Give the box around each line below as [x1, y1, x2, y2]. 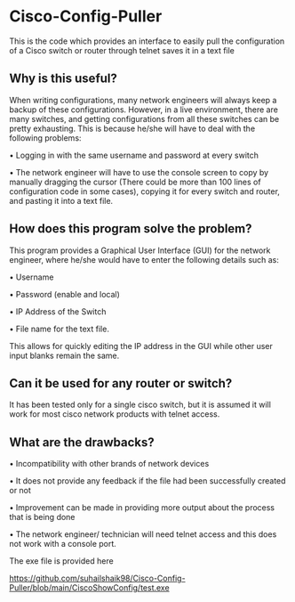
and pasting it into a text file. [9, 195, 114, 206]
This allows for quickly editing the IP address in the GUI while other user [9, 340, 274, 351]
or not [9, 485, 31, 496]
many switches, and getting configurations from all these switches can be [9, 113, 280, 124]
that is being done [9, 512, 76, 523]
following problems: [9, 132, 82, 143]
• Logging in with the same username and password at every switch [9, 150, 259, 160]
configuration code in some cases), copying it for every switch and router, [9, 185, 280, 197]
